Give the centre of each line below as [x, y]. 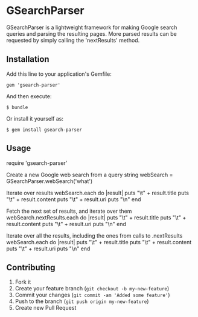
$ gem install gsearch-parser [44, 130]
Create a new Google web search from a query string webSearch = [90, 175]
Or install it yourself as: [35, 118]
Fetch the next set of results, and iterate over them [69, 211]
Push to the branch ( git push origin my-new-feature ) [82, 301]
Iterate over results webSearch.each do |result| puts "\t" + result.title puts [97, 193]
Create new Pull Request [46, 308]
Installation [28, 59]
